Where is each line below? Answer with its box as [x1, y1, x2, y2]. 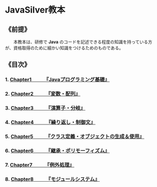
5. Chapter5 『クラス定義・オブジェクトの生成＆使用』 [5, 133, 144, 140]
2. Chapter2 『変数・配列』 [5, 91, 81, 97]
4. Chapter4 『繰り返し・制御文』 [5, 119, 96, 126]
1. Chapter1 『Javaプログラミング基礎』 [5, 76, 110, 83]
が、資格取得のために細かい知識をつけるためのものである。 [5, 45, 124, 51]
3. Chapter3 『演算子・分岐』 [5, 105, 86, 111]
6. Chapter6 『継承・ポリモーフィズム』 [5, 147, 110, 154]
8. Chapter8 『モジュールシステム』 [5, 175, 100, 182]
